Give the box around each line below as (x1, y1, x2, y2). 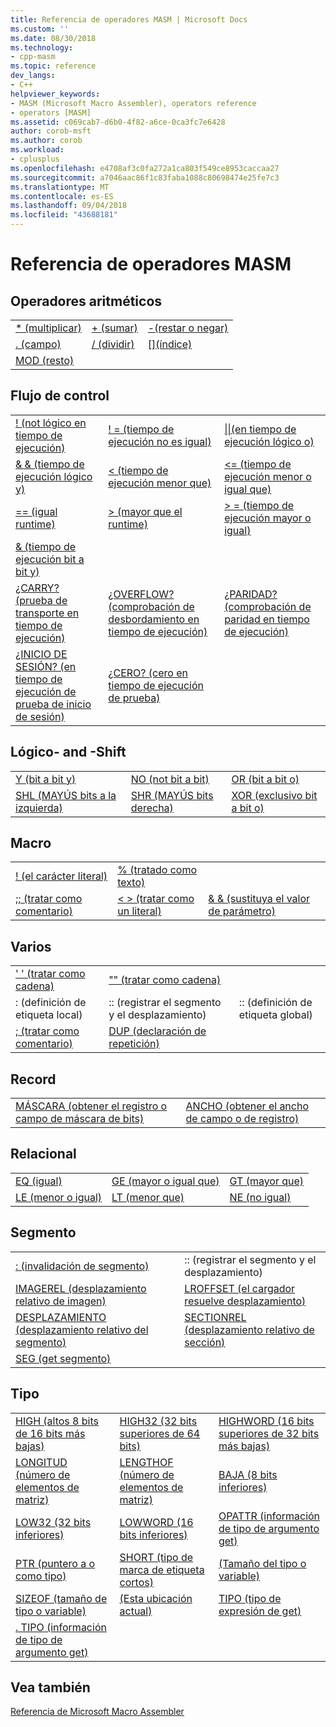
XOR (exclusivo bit (231, 788, 318, 802)
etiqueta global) (238, 1008, 313, 1022)
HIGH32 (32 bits (119, 1414, 198, 1428)
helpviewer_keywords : (10, 89, 101, 99)
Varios (10, 938, 52, 955)
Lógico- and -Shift (10, 744, 127, 761)
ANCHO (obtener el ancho (185, 1099, 310, 1113)
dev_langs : (10, 71, 56, 81)
